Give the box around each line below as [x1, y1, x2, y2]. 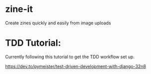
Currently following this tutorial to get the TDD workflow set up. [5, 54, 135, 60]
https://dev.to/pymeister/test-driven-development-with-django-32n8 [5, 63, 147, 69]
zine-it [5, 3, 33, 15]
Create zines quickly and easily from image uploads [5, 20, 111, 26]
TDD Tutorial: [5, 37, 61, 49]
